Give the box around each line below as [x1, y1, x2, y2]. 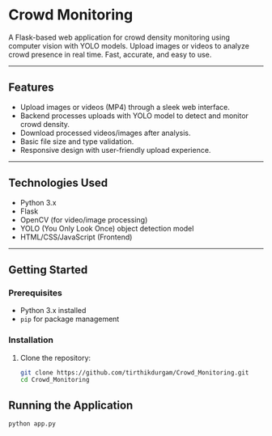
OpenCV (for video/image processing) [19, 214, 148, 224]
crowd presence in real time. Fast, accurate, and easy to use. [8, 49, 212, 59]
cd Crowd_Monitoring [19, 376, 90, 384]
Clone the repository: [19, 353, 91, 362]
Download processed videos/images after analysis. [19, 128, 191, 138]
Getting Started [8, 263, 88, 277]
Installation [8, 334, 54, 345]
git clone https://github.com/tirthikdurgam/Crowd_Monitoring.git [19, 368, 249, 377]
